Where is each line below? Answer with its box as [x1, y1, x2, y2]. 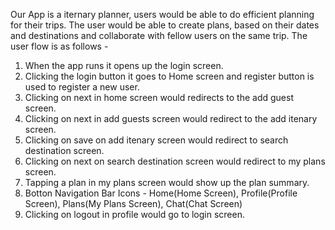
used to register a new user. [24, 81, 140, 93]
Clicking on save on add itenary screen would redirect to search [24, 134, 289, 146]
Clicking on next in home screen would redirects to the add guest [24, 92, 295, 103]
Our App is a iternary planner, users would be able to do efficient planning [10, 9, 315, 20]
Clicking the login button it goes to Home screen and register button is [24, 70, 315, 82]
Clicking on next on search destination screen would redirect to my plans [24, 155, 326, 167]
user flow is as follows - [10, 40, 109, 52]
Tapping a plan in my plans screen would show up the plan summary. [24, 177, 310, 188]
